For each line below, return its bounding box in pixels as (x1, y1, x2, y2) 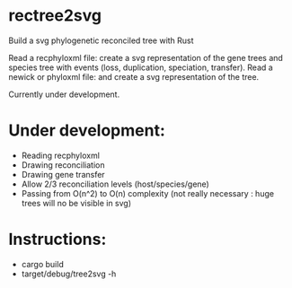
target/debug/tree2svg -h (21, 268, 117, 279)
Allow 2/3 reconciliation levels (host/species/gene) (21, 179, 210, 189)
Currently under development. (8, 89, 120, 100)
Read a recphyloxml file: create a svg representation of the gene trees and (8, 52, 284, 63)
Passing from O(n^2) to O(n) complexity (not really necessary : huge (21, 188, 275, 198)
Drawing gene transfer (21, 169, 105, 179)
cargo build (21, 258, 64, 269)
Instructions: (8, 230, 107, 249)
